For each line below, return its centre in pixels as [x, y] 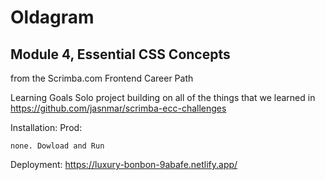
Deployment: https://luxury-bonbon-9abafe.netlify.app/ [124, 164]
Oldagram [52, 17]
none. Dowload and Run [57, 146]
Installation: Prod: [46, 127]
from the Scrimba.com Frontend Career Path [102, 78]
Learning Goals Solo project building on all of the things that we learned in [163, 97]
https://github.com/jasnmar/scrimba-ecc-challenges [118, 108]
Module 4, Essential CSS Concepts [120, 54]
